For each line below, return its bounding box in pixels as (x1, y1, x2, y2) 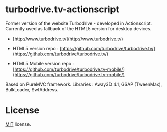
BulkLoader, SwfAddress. (5, 86, 59, 92)
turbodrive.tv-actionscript (5, 4, 120, 15)
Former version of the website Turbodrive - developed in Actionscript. (5, 20, 152, 26)
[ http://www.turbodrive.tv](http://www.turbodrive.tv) (12, 36, 123, 42)
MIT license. (5, 121, 32, 127)
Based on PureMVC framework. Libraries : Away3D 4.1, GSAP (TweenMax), (5, 81, 162, 87)
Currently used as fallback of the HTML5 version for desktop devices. (5, 25, 152, 31)
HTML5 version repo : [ (12, 45, 62, 51)
